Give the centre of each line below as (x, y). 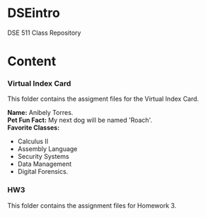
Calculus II (33, 141)
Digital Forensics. (43, 172)
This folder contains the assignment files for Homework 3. (92, 205)
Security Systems (43, 157)
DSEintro (34, 13)
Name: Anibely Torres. (40, 113)
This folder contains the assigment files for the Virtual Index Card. (103, 99)
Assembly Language (47, 149)
